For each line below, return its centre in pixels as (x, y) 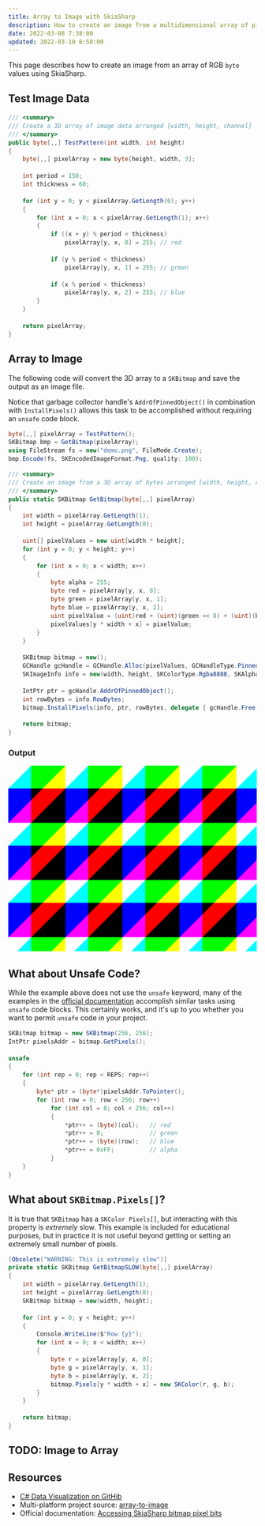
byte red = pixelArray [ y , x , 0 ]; (105, 591)
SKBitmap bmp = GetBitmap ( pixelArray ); (74, 443)
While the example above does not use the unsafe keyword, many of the (125, 993)
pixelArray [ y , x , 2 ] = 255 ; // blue (125, 292)
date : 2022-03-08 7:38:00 (50, 33)
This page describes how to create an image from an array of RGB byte (124, 65)
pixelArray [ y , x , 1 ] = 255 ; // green (127, 268)
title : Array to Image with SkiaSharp (72, 17)
